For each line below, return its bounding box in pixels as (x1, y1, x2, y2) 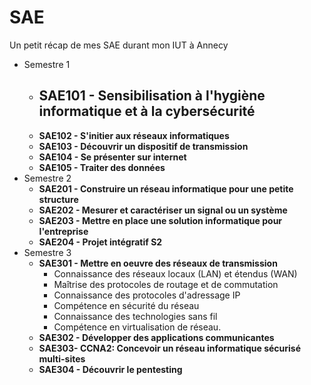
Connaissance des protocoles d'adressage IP (53, 289, 241, 301)
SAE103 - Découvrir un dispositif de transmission (38, 140, 249, 152)
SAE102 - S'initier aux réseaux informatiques (38, 129, 230, 141)
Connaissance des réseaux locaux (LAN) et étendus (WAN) (53, 267, 298, 280)
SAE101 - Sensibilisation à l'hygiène (38, 87, 266, 105)
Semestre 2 (23, 172, 72, 184)
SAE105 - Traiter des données (38, 161, 166, 173)
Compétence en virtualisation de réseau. (53, 321, 222, 333)
